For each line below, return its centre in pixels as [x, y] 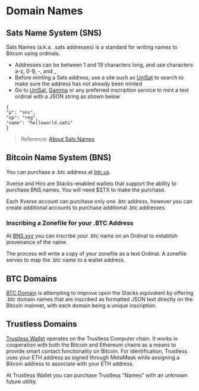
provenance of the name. [37, 242]
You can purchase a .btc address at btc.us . [59, 172]
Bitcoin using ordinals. [33, 53]
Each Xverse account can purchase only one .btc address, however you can [99, 201]
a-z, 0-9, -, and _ [35, 71]
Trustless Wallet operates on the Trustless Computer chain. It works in [92, 338]
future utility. [22, 382]
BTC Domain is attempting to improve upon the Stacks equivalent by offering [100, 293]
